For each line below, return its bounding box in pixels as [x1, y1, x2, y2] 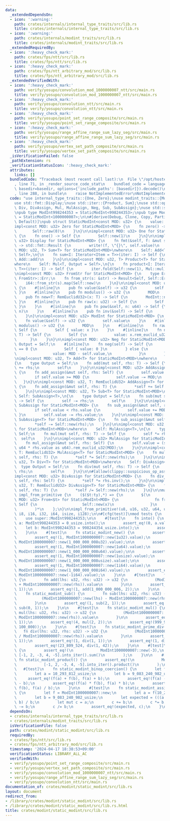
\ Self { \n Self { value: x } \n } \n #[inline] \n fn [14, 328, 162, 333]
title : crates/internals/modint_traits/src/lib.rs [14, 41, 123, 46]
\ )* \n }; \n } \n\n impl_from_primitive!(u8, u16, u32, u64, [14, 506, 162, 512]
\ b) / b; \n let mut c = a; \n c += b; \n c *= [14, 699, 159, 705]
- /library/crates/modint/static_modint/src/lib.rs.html [5, 803, 128, 808]
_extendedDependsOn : [10, 12, 53, 17]
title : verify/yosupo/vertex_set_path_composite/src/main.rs [14, 149, 146, 154]
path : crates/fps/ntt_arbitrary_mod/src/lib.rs [14, 69, 116, 74]
